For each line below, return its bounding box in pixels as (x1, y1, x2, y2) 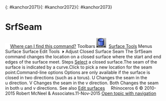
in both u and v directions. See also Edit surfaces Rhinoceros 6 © (5, 85, 144, 91)
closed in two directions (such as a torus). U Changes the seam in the (5, 74, 148, 80)
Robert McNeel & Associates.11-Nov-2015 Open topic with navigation (16, 90, 157, 96)
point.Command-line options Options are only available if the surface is (5, 69, 150, 75)
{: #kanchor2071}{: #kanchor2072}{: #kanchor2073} (5, 4, 112, 10)
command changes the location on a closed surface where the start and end (5, 54, 162, 60)
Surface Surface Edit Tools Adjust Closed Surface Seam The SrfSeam (5, 48, 153, 54)
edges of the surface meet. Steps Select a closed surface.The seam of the (5, 59, 158, 65)
